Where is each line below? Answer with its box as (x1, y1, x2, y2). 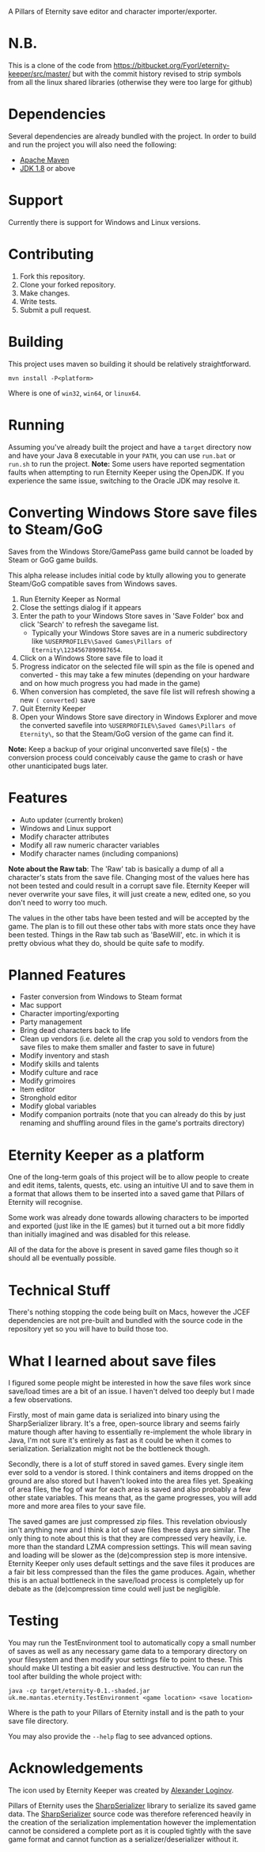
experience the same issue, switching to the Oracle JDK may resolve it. (8, 475, 240, 486)
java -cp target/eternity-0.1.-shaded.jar (8, 1687, 150, 1695)
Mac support (19, 1000, 62, 1010)
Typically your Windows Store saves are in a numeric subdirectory (31, 627, 248, 637)
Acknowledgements (8, 1759, 144, 1778)
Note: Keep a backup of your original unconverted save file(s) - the (8, 744, 228, 753)
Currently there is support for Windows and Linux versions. (8, 217, 201, 227)
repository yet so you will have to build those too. (8, 1324, 168, 1334)
